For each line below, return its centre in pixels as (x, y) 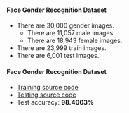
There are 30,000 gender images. (66, 25)
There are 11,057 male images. (71, 33)
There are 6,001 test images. (58, 56)
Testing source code (46, 95)
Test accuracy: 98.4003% (55, 102)
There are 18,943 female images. (75, 41)
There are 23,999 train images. (61, 48)
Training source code (47, 88)
